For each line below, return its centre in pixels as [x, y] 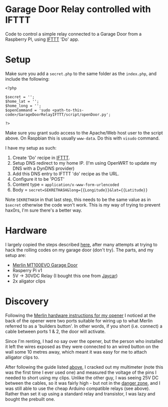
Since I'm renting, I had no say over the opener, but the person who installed [84, 341]
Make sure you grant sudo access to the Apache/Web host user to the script [84, 132]
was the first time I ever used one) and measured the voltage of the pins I [81, 372]
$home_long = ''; [23, 106]
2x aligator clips [29, 281]
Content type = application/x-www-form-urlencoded [66, 184]
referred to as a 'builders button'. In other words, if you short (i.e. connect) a [84, 326]
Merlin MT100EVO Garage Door [45, 265]
